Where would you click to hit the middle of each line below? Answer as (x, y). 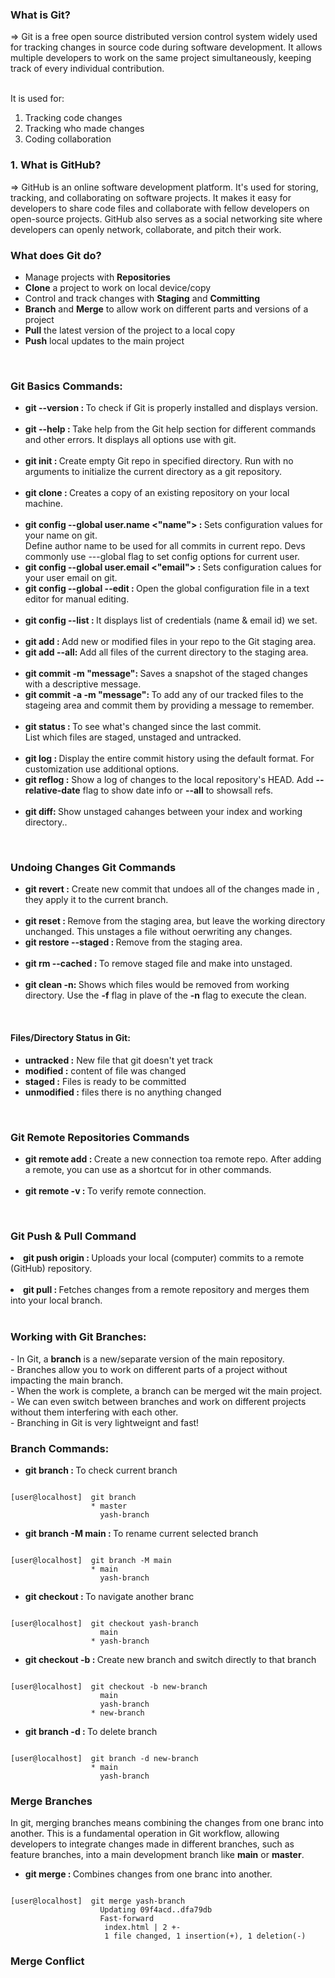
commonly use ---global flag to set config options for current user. (162, 557)
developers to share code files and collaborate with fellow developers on (160, 208)
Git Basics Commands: (66, 386)
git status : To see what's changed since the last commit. (143, 727)
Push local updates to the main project (104, 340)
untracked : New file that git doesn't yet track (118, 1060)
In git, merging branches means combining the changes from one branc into (167, 1823)
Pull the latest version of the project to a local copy (130, 330)
